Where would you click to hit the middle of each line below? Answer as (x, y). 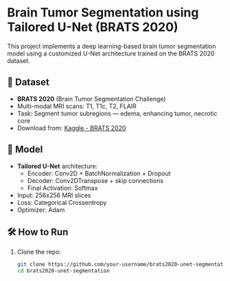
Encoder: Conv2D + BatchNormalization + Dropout (99, 173)
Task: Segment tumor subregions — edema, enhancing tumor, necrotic (117, 113)
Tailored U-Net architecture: (57, 166)
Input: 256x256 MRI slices (54, 195)
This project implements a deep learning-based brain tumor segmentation (112, 46)
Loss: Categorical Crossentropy (62, 202)
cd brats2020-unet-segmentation (63, 271)
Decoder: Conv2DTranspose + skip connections (95, 180)
